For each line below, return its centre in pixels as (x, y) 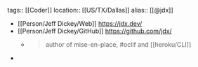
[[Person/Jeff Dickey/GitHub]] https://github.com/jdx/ (94, 31)
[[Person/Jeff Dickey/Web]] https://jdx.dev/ (80, 23)
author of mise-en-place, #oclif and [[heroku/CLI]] (118, 44)
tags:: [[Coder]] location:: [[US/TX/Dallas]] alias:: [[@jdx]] (90, 10)
